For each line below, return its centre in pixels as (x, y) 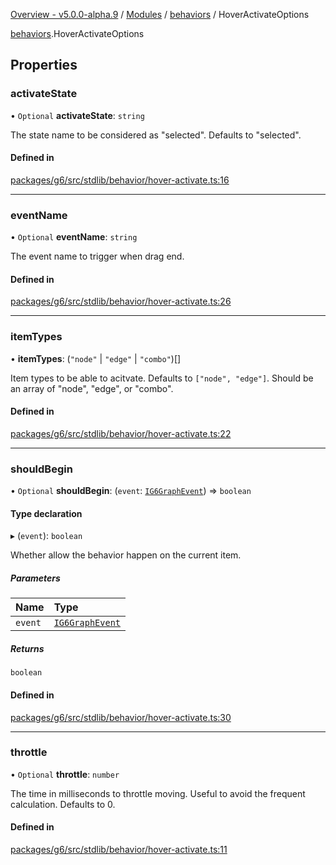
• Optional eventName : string (74, 237)
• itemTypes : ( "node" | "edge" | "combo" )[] (96, 358)
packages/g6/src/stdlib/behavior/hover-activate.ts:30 (121, 717)
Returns (27, 648)
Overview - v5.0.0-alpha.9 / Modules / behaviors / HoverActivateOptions (160, 14)
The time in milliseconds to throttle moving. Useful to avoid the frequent (158, 793)
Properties (44, 65)
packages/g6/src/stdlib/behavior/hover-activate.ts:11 (119, 850)
